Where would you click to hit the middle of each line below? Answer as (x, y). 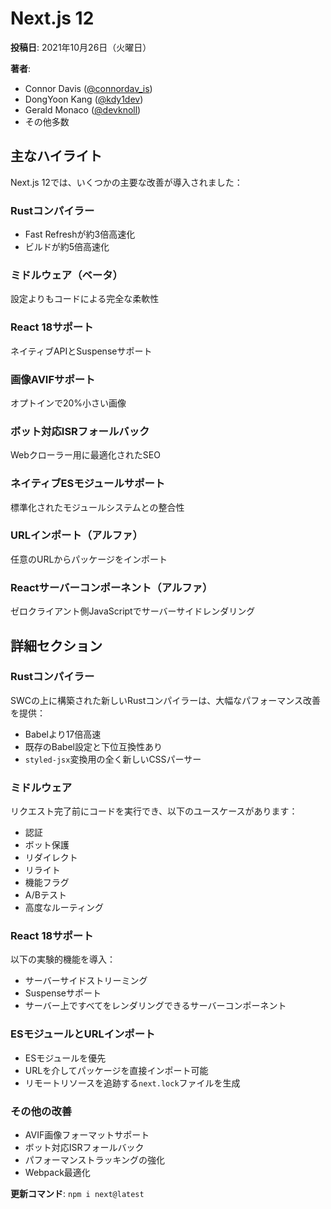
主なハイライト (56, 156)
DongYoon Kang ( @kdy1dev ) (84, 99)
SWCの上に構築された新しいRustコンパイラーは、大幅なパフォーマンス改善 (165, 700)
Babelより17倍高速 (63, 734)
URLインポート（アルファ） (76, 535)
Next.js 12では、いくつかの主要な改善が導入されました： (126, 182)
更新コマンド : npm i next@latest (77, 1193)
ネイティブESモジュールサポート (88, 484)
